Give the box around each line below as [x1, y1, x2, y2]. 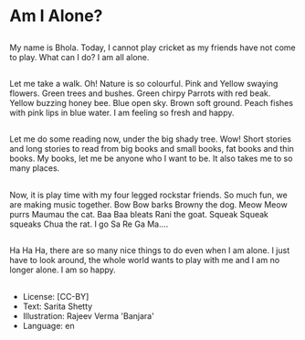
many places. [9, 163, 60, 174]
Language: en [22, 320, 75, 331]
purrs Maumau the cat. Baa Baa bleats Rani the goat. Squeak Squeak [9, 208, 269, 219]
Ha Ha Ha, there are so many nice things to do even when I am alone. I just [9, 245, 290, 256]
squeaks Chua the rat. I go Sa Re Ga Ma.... [9, 218, 169, 229]
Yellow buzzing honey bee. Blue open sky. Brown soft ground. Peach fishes [9, 97, 294, 108]
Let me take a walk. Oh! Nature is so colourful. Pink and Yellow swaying [9, 78, 279, 89]
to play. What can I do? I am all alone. [9, 51, 150, 62]
